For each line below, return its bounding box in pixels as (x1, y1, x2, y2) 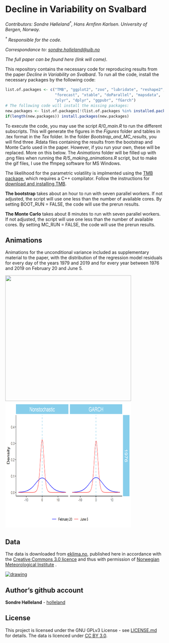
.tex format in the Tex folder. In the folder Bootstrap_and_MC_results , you (5, 133, 157, 139)
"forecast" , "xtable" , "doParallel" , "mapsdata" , (54, 93, 161, 98)
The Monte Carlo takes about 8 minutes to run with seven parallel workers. (5, 211, 161, 217)
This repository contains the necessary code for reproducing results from (5, 66, 157, 72)
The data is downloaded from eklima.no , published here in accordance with (5, 551, 162, 557)
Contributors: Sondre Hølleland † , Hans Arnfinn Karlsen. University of (5, 20, 147, 27)
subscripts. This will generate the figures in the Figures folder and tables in (5, 128, 160, 134)
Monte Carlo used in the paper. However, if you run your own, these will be (5, 144, 160, 150)
